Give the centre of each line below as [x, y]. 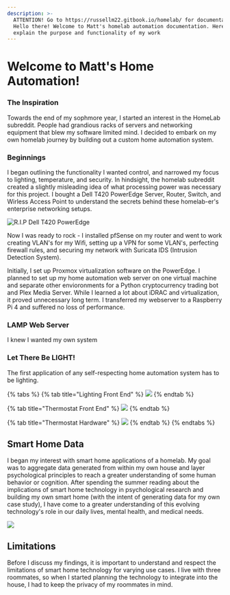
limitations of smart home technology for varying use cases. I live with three [114, 570]
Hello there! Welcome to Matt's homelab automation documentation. [112, 26]
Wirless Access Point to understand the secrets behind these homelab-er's [113, 202]
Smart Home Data [46, 444]
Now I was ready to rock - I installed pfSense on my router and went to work [115, 236]
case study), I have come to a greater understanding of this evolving [103, 504]
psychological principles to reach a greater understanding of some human [112, 475]
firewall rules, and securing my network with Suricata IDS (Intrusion [102, 250]
